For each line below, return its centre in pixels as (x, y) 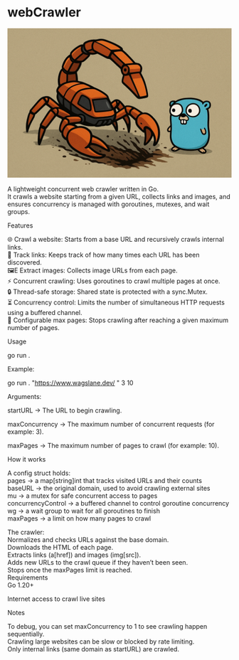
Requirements (28, 577)
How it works (27, 459)
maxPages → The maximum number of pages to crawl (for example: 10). (113, 445)
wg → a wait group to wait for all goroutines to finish (84, 511)
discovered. (25, 262)
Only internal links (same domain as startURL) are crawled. (94, 649)
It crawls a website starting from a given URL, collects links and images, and (119, 196)
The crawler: (26, 532)
